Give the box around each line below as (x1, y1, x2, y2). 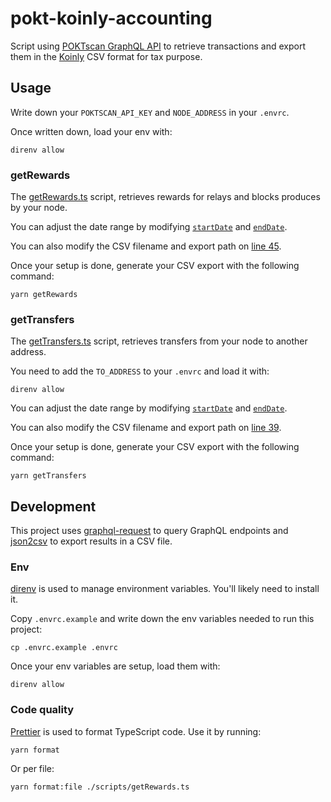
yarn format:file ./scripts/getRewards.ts (10, 782, 190, 792)
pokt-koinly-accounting (10, 7, 213, 30)
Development (10, 498, 97, 515)
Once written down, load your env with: (10, 125, 173, 137)
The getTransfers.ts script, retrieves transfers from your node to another (10, 335, 308, 347)
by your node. (10, 202, 68, 214)
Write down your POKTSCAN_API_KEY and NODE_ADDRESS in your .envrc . (10, 106, 290, 118)
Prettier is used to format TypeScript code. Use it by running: (10, 725, 262, 737)
